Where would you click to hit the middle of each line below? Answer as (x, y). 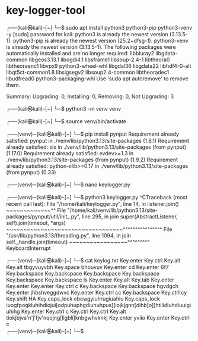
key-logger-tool (46, 10)
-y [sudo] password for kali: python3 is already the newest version (87, 34)
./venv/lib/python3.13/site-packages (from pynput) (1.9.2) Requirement (92, 159)
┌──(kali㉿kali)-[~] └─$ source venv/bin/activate (66, 121)
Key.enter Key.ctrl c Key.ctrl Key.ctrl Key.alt (74, 311)
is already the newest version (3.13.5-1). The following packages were (91, 47)
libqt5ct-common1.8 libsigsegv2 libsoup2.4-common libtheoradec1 (88, 72)
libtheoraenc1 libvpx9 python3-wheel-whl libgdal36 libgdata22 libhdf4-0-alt (99, 65)
